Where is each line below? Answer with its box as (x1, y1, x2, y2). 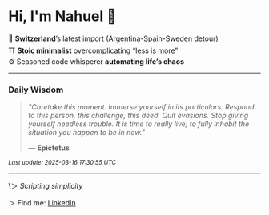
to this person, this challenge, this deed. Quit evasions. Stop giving (27, 111, 249, 121)
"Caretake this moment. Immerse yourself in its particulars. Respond (27, 102, 255, 112)
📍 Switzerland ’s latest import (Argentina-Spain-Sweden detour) (8, 34, 219, 43)
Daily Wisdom (8, 84, 64, 95)
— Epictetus (27, 143, 70, 153)
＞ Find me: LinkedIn (8, 198, 76, 208)
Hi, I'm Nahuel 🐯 (8, 7, 116, 26)
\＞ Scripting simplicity (8, 181, 83, 191)
